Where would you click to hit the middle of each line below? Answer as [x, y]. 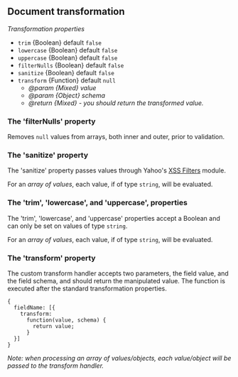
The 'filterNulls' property [52, 121]
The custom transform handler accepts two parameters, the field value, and [118, 273]
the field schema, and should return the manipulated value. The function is [117, 281]
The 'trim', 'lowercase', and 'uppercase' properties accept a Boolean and [114, 218]
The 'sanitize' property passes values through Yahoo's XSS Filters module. [117, 170]
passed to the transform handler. [56, 366]
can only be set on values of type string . [67, 226]
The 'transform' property [52, 258]
